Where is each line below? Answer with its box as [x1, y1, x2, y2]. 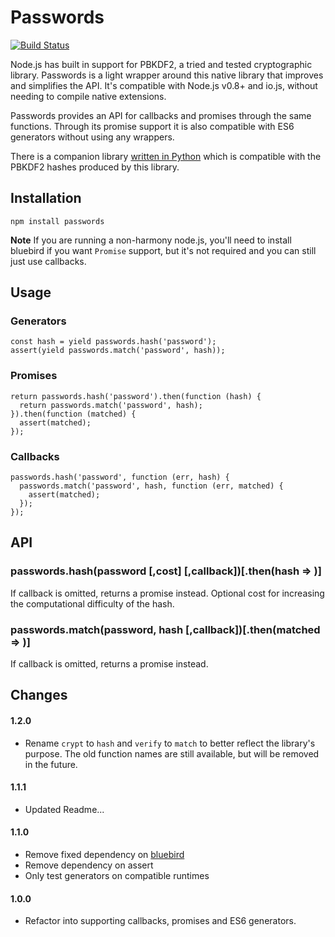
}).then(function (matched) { [10, 409, 137, 419]
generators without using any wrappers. [10, 131, 175, 143]
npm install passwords [10, 216, 105, 226]
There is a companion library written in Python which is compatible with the [10, 150, 322, 162]
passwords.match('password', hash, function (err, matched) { [19, 481, 284, 491]
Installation [10, 190, 82, 207]
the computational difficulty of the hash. [10, 597, 175, 610]
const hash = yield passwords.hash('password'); [10, 337, 217, 347]
